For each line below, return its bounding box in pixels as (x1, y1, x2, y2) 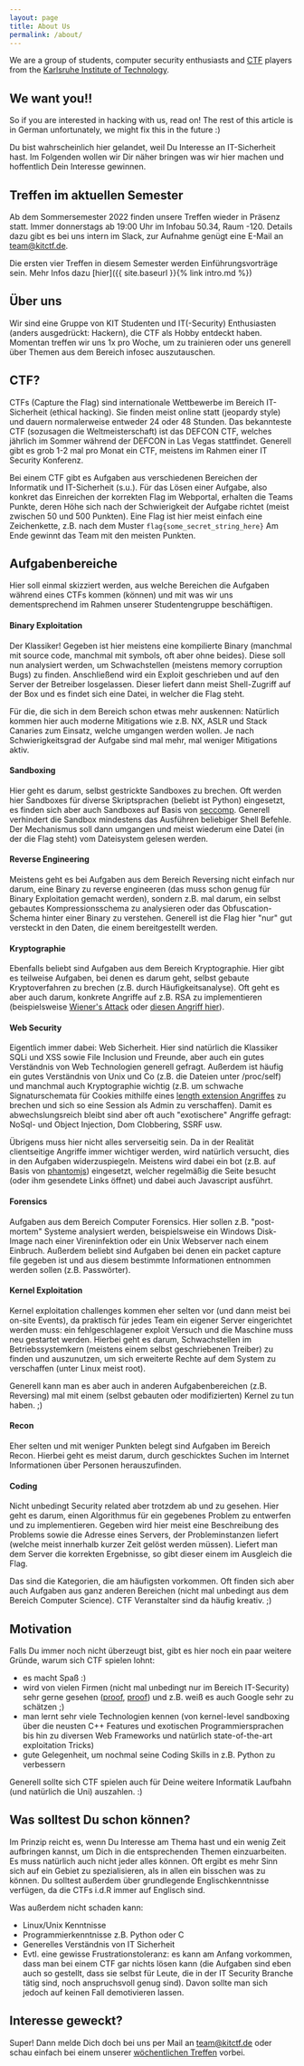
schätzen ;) (22, 1701, 65, 1712)
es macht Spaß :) (22, 1672, 87, 1684)
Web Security (9, 1022, 62, 1033)
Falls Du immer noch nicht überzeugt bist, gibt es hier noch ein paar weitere (9, 1645, 292, 1657)
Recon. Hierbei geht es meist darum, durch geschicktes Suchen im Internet (9, 1450, 290, 1461)
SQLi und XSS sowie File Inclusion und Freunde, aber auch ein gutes (9, 1052, 265, 1063)
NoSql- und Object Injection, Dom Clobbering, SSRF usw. (9, 1119, 223, 1130)
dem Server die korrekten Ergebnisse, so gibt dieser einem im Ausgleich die (9, 1549, 292, 1560)
